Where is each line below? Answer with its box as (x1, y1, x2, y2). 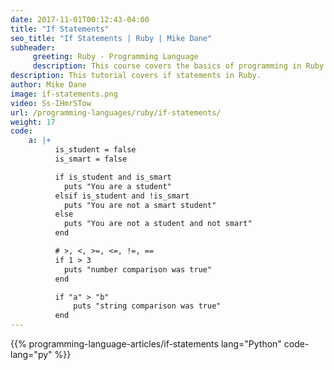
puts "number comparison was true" (63, 264, 213, 275)
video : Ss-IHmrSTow (10, 98, 92, 108)
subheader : (10, 42, 56, 53)
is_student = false (54, 145, 137, 155)
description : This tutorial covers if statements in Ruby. (10, 71, 262, 81)
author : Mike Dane (10, 80, 87, 90)
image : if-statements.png (10, 89, 118, 99)
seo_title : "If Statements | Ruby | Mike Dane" (10, 33, 213, 43)
